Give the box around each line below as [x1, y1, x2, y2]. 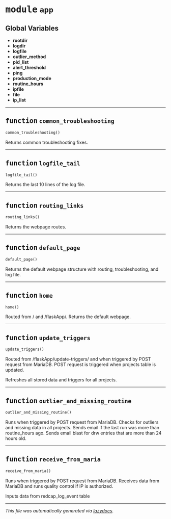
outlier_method [12, 54, 46, 60]
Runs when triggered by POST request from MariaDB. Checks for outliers [5, 419, 159, 425]
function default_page [5, 244, 80, 252]
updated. [5, 367, 24, 373]
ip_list [12, 97, 26, 103]
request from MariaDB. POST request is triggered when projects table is [5, 361, 156, 368]
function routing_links [5, 201, 84, 210]
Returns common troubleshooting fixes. [5, 139, 88, 145]
